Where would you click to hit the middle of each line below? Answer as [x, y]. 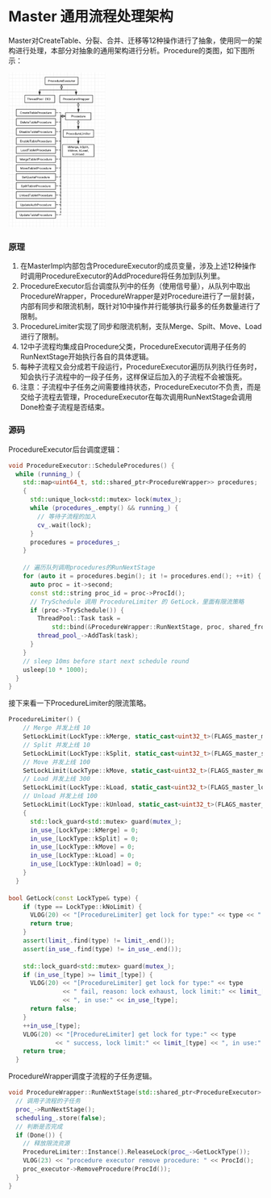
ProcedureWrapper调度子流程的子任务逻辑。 [82, 1076]
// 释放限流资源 [46, 1144]
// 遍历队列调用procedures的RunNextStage [89, 568]
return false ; [54, 1009]
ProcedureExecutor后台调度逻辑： [65, 449]
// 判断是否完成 [39, 1126]
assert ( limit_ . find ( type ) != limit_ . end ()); [99, 941]
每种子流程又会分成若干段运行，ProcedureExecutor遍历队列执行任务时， [140, 367]
